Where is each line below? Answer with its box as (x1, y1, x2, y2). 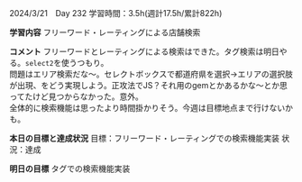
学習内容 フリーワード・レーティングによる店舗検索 (9, 27, 201, 38)
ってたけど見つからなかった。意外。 (9, 91, 144, 102)
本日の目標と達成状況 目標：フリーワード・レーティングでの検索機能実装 (9, 133, 280, 143)
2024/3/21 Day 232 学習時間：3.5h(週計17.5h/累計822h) (9, 8, 223, 18)
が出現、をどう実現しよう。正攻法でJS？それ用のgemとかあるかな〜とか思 (9, 80, 288, 90)
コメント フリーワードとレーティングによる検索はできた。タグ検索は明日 (9, 46, 279, 57)
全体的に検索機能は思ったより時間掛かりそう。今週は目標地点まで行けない (9, 103, 286, 113)
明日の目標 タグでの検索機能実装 (9, 163, 131, 174)
